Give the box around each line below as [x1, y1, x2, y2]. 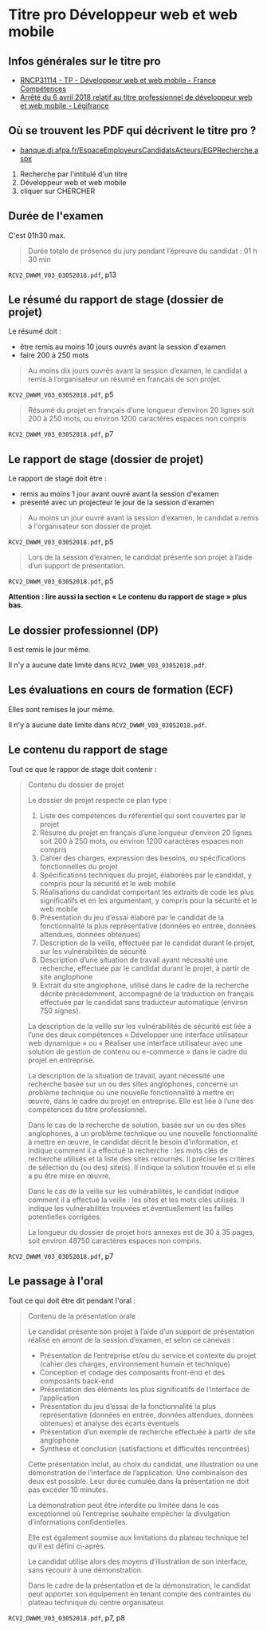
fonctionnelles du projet [39, 861, 118, 871]
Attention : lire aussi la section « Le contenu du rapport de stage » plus [8, 592, 247, 602]
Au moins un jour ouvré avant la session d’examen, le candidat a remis [27, 513, 259, 523]
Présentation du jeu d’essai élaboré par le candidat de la [39, 912, 225, 922]
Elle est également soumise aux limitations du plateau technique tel [27, 1533, 249, 1542]
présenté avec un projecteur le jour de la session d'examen [19, 497, 214, 508]
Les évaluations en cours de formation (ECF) [8, 683, 234, 697]
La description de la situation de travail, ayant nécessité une [27, 1070, 226, 1080]
